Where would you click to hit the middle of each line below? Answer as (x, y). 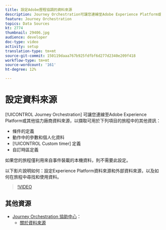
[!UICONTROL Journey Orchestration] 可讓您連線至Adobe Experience (76, 114)
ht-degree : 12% (21, 70)
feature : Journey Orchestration (38, 19)
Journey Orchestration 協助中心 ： (47, 216)
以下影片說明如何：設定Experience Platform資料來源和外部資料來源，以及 (80, 171)
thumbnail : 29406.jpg (27, 33)
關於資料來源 (33, 223)
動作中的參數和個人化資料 (38, 137)
